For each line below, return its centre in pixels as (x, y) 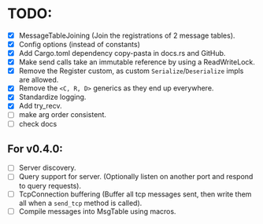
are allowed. (39, 80)
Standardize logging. (52, 97)
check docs (38, 123)
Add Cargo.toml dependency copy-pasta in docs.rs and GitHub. (122, 53)
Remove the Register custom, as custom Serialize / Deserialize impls (131, 71)
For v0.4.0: (35, 149)
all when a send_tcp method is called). (80, 203)
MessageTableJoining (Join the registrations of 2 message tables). (127, 35)
